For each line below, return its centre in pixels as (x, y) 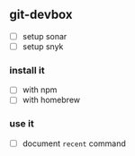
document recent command (74, 143)
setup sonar (45, 36)
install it (27, 70)
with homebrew (51, 100)
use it (22, 124)
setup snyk (43, 46)
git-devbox (41, 15)
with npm (40, 90)
